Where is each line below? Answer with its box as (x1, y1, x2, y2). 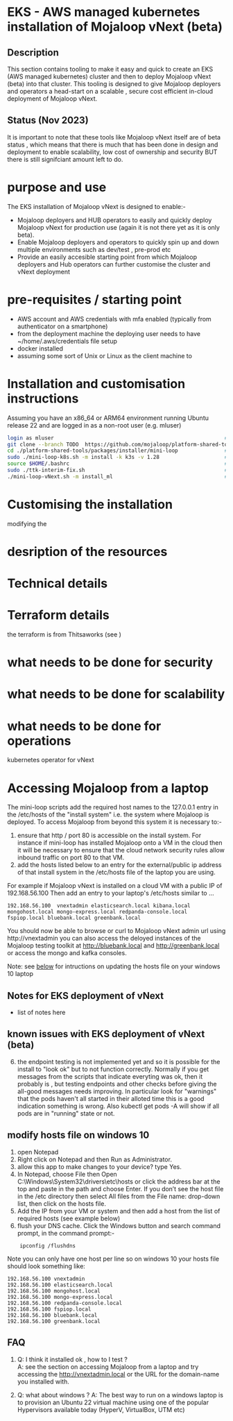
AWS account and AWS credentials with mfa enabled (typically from (17, 314, 212, 323)
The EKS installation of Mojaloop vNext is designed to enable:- (7, 202, 186, 210)
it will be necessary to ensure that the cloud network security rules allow (17, 846, 225, 855)
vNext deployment (17, 267, 71, 276)
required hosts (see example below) (17, 1214, 121, 1222)
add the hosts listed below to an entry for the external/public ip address (17, 861, 222, 869)
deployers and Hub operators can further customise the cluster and (17, 260, 211, 268)
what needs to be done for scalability (7, 687, 225, 702)
